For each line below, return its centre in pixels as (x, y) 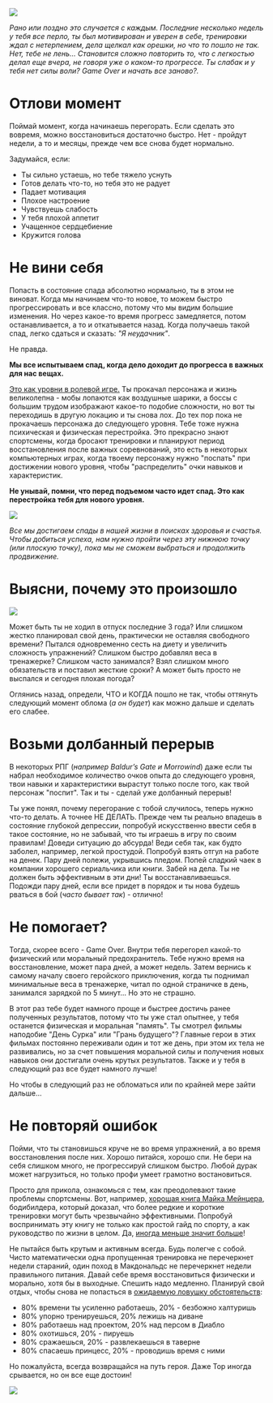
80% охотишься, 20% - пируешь (77, 1333)
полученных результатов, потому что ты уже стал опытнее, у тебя (124, 1017)
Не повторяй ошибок (83, 1125)
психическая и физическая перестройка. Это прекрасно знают (119, 432)
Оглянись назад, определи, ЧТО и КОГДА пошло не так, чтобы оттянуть (134, 694)
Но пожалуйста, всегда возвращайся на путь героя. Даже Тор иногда (130, 1366)
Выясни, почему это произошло (124, 589)
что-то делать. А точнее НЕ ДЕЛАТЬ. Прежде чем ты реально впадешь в (136, 817)
